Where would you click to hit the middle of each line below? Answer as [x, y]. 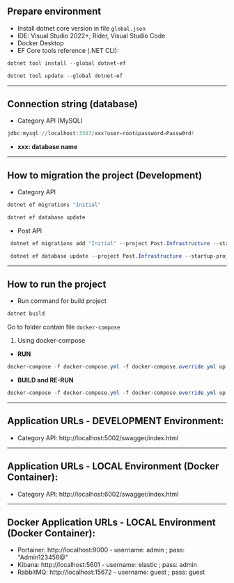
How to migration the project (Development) [105, 175]
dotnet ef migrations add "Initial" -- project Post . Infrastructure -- [115, 243]
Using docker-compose [51, 341]
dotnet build [26, 314]
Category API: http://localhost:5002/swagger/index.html [98, 437]
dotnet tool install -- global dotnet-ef [67, 63]
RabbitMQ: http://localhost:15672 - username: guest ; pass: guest [111, 572]
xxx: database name [47, 147]
